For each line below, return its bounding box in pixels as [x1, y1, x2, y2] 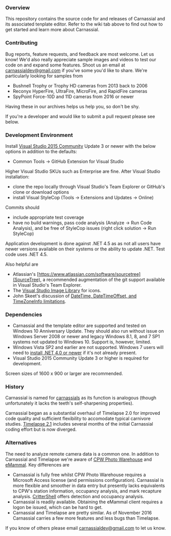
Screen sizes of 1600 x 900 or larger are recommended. [5, 370, 124, 377]
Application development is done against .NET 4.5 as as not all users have [5, 240, 161, 246]
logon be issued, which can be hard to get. [12, 504, 103, 510]
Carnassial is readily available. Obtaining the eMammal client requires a [12, 499, 163, 505]
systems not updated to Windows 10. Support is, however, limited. [12, 339, 152, 345]
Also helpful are [5, 261, 39, 267]
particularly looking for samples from [5, 73, 83, 79]
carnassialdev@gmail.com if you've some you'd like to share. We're [5, 67, 148, 73]
